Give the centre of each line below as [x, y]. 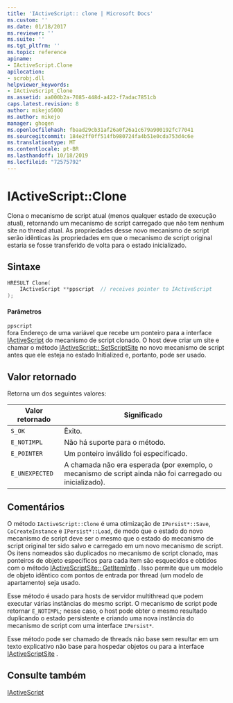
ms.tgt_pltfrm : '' [34, 46]
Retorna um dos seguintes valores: [57, 393]
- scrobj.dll [26, 78]
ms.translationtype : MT [42, 143]
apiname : [20, 59]
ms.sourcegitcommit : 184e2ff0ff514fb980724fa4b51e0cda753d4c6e [101, 136]
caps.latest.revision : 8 [43, 104]
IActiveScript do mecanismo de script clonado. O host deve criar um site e [113, 340]
